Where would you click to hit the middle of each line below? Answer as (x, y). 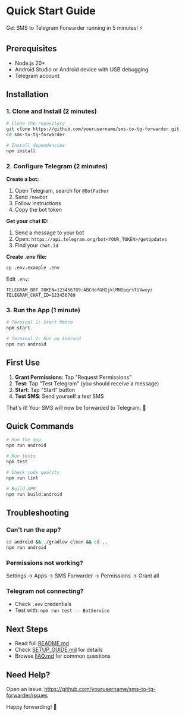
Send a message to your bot (49, 233)
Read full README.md (42, 643)
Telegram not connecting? (45, 591)
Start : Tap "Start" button (45, 390)
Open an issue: (25, 689)
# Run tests (21, 456)
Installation (27, 94)
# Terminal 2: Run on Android (44, 339)
